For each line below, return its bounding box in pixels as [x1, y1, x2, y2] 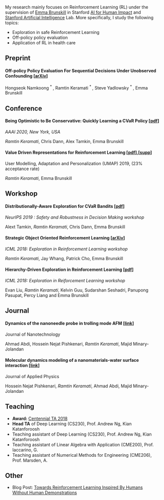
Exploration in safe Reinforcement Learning [12, 29, 99, 35]
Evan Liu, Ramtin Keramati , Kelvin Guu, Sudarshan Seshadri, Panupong [5, 287, 148, 293]
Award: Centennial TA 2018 [12, 415, 68, 421]
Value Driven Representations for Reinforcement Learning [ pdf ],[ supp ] [5, 149, 152, 155]
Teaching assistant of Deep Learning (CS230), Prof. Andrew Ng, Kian [12, 431, 152, 437]
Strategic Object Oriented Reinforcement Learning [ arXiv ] [5, 235, 125, 241]
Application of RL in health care [12, 40, 76, 46]
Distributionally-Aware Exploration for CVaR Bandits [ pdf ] [5, 204, 125, 209]
